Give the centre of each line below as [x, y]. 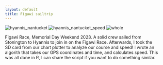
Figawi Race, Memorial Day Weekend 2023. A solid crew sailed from [73, 37]
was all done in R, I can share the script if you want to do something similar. [80, 57]
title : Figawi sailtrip [29, 14]
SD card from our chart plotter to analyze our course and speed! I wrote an [80, 47]
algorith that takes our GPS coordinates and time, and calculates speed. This [81, 52]
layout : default [21, 9]
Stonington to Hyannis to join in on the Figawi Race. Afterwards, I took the [79, 42]
